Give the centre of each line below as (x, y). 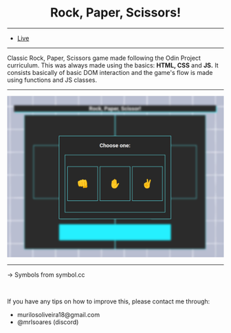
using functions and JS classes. (52, 80)
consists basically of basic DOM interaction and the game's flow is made (110, 72)
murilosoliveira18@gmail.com (58, 314)
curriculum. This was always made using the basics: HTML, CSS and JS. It (113, 65)
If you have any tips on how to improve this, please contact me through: (109, 301)
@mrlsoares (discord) (48, 322)
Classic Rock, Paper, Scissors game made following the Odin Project (104, 58)
